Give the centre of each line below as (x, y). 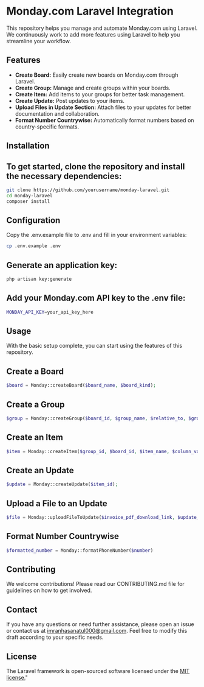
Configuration (33, 220)
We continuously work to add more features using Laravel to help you (93, 34)
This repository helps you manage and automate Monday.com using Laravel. (102, 28)
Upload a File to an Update (57, 503)
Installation (28, 146)
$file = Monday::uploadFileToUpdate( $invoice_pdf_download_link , (90, 518)
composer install (28, 201)
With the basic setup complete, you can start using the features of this (94, 346)
